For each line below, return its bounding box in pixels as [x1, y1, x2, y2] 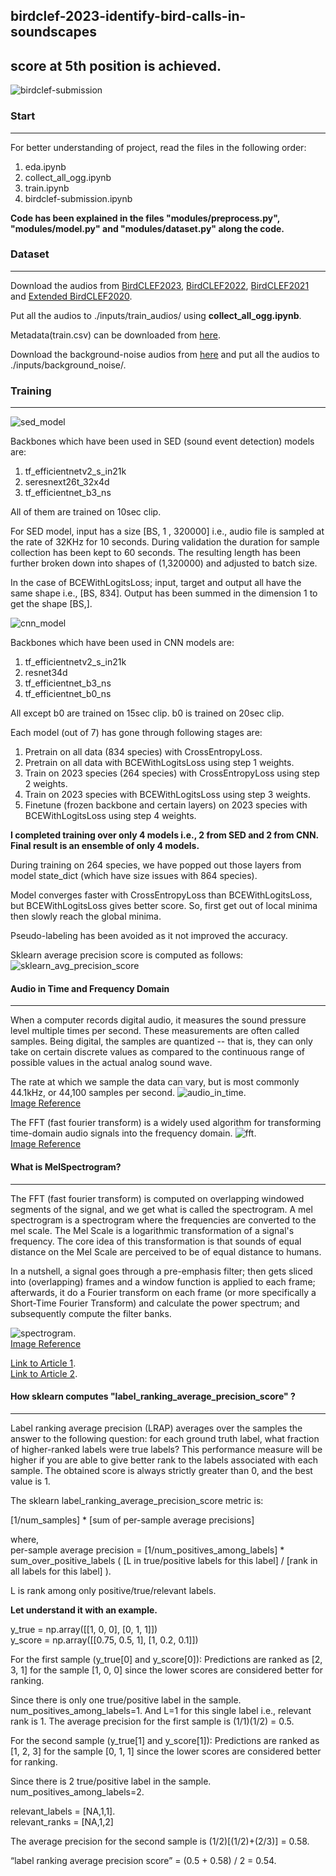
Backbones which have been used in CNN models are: [10, 637, 235, 649]
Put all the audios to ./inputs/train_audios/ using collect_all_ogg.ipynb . [10, 309, 302, 321]
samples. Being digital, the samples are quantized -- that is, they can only [10, 1035, 313, 1048]
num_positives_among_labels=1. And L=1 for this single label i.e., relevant [10, 1704, 312, 1716]
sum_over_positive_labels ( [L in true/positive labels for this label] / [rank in [10, 1554, 318, 1566]
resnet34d [24, 667, 68, 679]
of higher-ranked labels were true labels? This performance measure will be [10, 1443, 323, 1455]
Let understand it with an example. [10, 1604, 158, 1616]
